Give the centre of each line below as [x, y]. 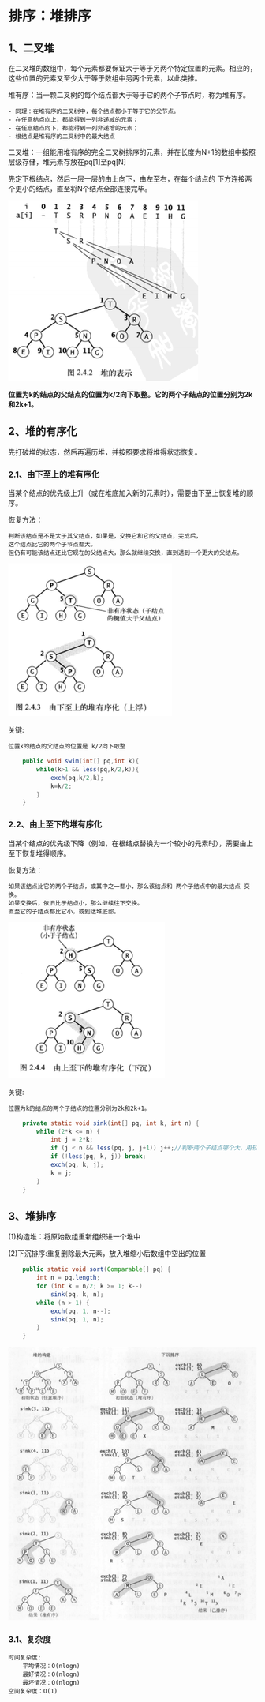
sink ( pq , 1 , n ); [77, 1319]
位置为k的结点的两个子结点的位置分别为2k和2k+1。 [79, 1108]
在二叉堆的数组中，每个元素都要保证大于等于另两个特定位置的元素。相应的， [132, 68]
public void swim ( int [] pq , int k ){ [81, 761]
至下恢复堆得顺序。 [39, 853]
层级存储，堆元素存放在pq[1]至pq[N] [67, 162]
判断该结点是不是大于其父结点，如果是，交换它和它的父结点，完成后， [105, 536]
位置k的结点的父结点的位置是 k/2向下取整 [67, 747]
